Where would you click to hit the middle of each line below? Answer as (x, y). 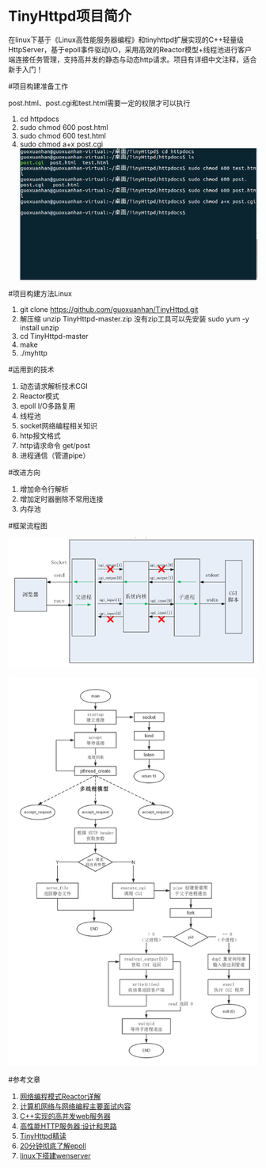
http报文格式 (40, 436)
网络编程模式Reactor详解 (60, 1097)
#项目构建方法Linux (40, 294)
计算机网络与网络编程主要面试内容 (75, 1106)
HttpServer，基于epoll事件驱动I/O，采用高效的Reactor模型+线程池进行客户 (130, 49)
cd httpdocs (39, 119)
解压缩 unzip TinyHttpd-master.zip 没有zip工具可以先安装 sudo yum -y (134, 319)
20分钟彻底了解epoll (53, 1146)
